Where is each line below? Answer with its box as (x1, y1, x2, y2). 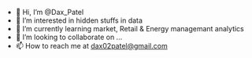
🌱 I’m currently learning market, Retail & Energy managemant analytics (15, 24, 244, 33)
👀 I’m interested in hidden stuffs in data (15, 16, 143, 25)
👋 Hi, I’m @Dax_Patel (15, 8, 84, 16)
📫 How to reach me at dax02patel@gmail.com (15, 42, 168, 50)
